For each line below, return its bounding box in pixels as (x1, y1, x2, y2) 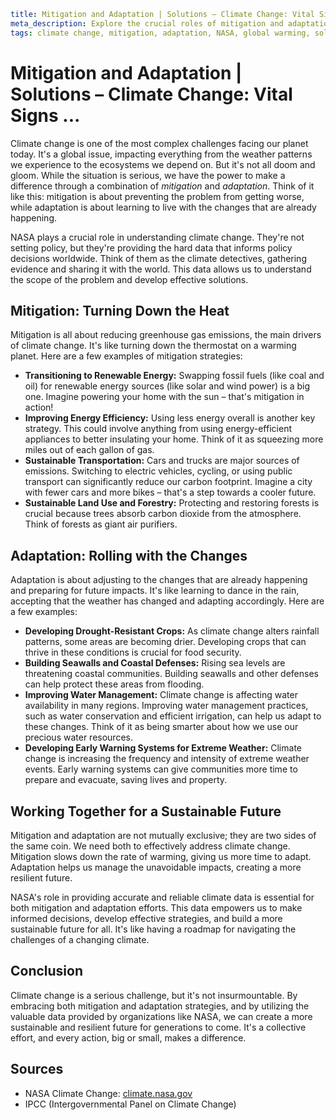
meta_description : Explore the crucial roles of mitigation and (10, 18, 284, 29)
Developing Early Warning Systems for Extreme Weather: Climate (24, 742, 302, 754)
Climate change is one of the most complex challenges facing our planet (10, 137, 309, 149)
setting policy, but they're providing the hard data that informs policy (10, 241, 293, 254)
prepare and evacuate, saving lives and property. (24, 774, 228, 786)
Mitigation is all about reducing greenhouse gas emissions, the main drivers (10, 329, 322, 341)
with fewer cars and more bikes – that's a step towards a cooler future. (24, 486, 317, 499)
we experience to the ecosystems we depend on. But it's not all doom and (10, 158, 316, 170)
